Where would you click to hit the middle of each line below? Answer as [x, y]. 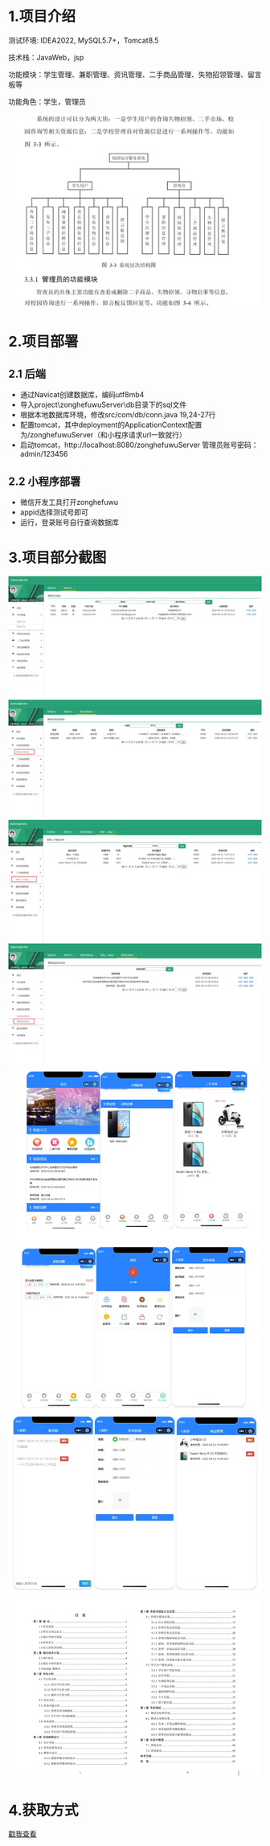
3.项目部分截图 [57, 558]
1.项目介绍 [42, 16]
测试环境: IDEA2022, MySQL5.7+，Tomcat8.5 [84, 40]
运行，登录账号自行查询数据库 [69, 523]
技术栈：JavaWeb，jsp [46, 57]
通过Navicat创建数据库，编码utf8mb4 [82, 395]
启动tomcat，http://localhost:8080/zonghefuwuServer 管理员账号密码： [139, 445]
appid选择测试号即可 [54, 512]
